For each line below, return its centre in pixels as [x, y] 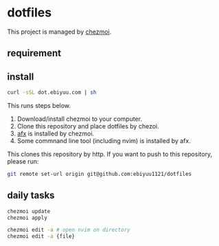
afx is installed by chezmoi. [56, 134]
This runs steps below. [39, 106]
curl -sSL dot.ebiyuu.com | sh [52, 93]
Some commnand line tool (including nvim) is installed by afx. [104, 141]
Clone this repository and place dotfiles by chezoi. [88, 126]
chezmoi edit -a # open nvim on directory [69, 230]
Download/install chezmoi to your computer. [80, 119]
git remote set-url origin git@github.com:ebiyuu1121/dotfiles [100, 174]
